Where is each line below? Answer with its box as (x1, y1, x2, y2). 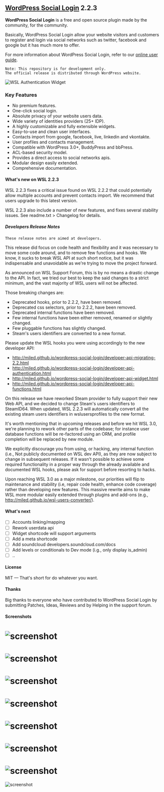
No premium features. (12, 103, 56, 108)
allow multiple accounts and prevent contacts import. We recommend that (5, 192, 154, 198)
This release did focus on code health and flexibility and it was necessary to (5, 245, 159, 251)
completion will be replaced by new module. (5, 436, 94, 442)
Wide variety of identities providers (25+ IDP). (12, 118, 105, 124)
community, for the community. (5, 22, 69, 28)
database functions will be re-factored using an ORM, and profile (5, 431, 136, 437)
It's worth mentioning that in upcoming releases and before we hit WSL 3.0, (5, 421, 157, 426)
